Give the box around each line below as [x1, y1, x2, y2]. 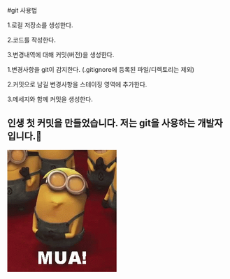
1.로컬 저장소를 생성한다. [7, 21, 73, 29]
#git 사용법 [7, 6, 38, 14]
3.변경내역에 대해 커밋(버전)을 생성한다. [7, 51, 115, 59]
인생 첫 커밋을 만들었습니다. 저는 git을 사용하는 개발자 [7, 117, 223, 129]
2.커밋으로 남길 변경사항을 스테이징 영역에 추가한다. [7, 80, 148, 89]
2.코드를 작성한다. [7, 36, 56, 44]
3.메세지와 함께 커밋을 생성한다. [7, 95, 93, 103]
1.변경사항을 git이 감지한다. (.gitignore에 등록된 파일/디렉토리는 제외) [7, 66, 194, 73]
